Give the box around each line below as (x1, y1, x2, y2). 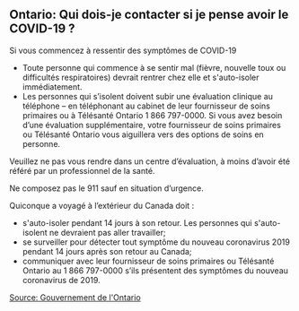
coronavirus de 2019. (22, 274, 101, 285)
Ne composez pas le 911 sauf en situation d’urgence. (9, 183, 204, 194)
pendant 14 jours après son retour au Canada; (22, 246, 192, 256)
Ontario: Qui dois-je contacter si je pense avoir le (9, 7, 289, 22)
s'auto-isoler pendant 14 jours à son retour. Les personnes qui (22, 217, 253, 228)
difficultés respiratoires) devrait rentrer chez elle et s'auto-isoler (22, 72, 259, 82)
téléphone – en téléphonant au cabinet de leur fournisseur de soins (22, 100, 271, 111)
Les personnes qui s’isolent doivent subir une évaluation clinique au (22, 91, 274, 101)
